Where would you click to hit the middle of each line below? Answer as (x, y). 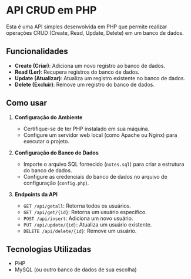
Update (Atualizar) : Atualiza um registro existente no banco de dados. (100, 78)
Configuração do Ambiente (48, 117)
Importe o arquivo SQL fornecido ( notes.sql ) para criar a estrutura (104, 164)
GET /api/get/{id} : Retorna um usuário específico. (85, 212)
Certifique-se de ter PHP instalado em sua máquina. (86, 129)
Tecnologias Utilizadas (49, 249)
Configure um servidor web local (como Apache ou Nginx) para (100, 135)
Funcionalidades (37, 52)
